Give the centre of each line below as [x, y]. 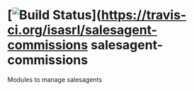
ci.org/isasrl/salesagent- [82, 30]
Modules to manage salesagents [55, 79]
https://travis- [144, 15]
